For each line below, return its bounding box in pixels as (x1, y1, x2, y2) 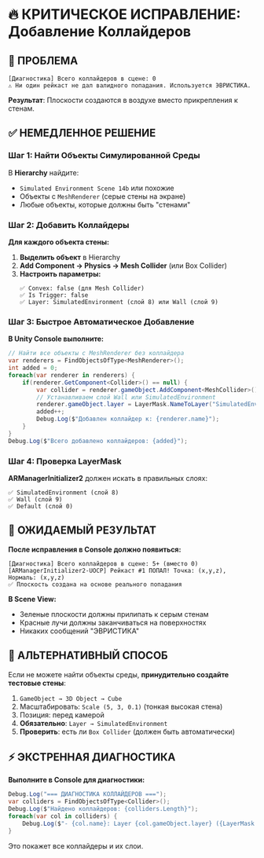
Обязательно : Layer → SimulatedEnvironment (19, 718, 168, 728)
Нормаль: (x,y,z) (8, 574, 65, 581)
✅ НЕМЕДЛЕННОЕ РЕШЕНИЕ (8, 126, 156, 140)
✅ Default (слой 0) (8, 502, 73, 510)
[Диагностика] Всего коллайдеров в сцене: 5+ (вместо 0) (8, 559, 199, 567)
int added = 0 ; (8, 364, 58, 372)
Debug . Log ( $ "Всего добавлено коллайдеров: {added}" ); (8, 437, 189, 445)
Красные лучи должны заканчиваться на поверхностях (19, 618, 207, 627)
